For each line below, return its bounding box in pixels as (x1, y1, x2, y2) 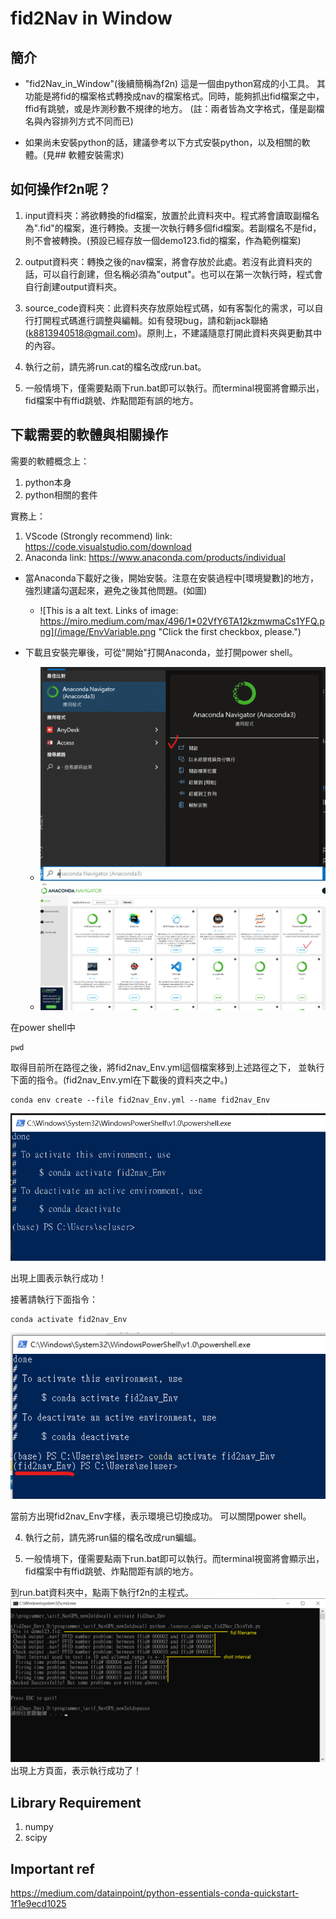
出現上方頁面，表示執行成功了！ (10, 1765, 142, 1777)
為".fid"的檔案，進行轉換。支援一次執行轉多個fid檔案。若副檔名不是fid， (24, 222, 322, 234)
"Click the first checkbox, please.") (158, 625, 302, 637)
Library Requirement (10, 1794, 142, 1811)
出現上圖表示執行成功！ (10, 1272, 107, 1284)
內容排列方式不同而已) (42, 115, 134, 127)
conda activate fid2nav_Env (10, 1314, 128, 1324)
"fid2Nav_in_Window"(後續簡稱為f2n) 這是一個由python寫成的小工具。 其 (24, 78, 326, 89)
